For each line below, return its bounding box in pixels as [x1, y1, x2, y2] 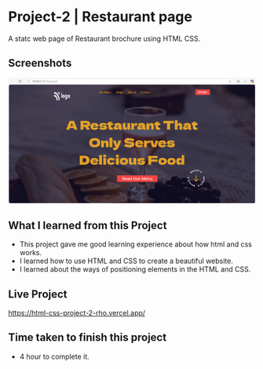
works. [19, 248, 42, 258]
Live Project [8, 287, 68, 301]
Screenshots [8, 57, 72, 70]
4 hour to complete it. [19, 352, 90, 361]
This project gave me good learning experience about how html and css [19, 239, 253, 249]
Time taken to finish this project [8, 331, 167, 345]
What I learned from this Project [8, 218, 167, 232]
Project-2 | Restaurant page [8, 8, 192, 26]
